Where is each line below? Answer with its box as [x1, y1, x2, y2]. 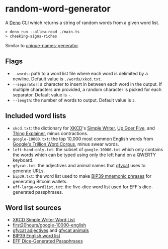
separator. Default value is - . [12, 91, 72, 98]
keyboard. [12, 157, 34, 163]
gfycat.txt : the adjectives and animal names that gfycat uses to [12, 162, 146, 168]
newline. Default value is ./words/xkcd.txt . [12, 76, 102, 82]
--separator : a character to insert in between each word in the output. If [12, 81, 162, 87]
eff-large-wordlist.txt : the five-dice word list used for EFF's [12, 184, 142, 190]
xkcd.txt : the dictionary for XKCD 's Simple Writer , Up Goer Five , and [12, 125, 155, 131]
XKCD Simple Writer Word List [12, 217, 75, 223]
